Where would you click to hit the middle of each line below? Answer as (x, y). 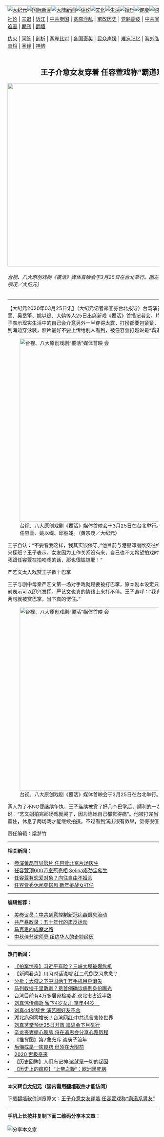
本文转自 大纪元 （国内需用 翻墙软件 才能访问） (59, 1087)
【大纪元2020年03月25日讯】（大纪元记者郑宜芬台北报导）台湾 (80, 308)
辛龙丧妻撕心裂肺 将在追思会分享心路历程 (61, 1032)
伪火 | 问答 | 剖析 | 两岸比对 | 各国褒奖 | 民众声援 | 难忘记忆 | (76, 39)
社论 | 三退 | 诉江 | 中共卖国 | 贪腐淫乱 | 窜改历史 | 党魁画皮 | (76, 19)
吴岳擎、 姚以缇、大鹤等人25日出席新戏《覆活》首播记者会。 (86, 316)
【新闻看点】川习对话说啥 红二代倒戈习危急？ (66, 974)
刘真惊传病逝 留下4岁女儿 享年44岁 (55, 1003)
